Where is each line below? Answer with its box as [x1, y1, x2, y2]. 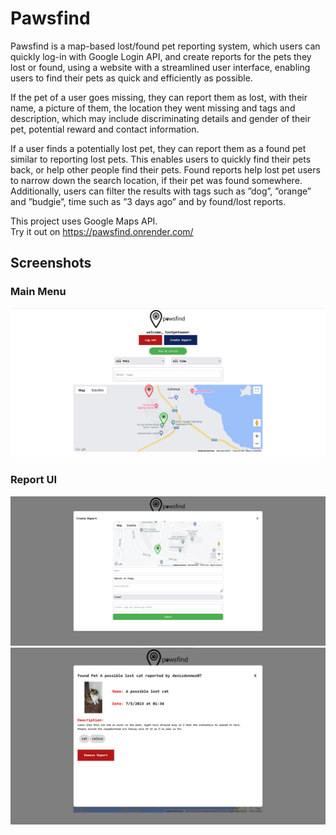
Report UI [10, 473, 58, 487]
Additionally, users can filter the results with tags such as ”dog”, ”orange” [10, 185, 312, 197]
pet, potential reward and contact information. [10, 123, 200, 135]
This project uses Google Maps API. [10, 215, 158, 227]
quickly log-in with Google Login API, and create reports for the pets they [10, 50, 312, 62]
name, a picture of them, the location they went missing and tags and [10, 102, 296, 114]
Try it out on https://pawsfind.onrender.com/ [10, 225, 194, 237]
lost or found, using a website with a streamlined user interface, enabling [10, 61, 311, 73]
